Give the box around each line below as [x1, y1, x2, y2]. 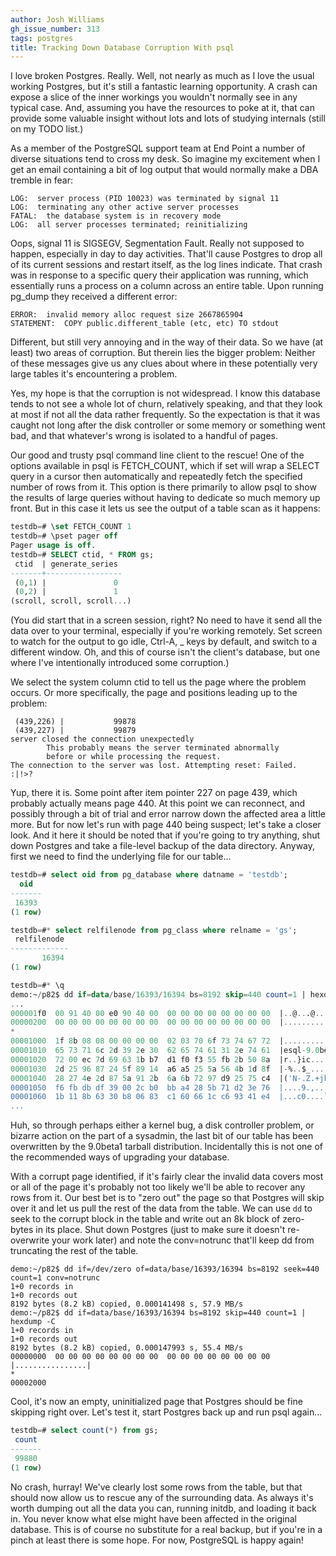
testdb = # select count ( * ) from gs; [10, 1426, 159, 1436]
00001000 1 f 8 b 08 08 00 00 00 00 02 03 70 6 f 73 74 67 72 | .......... [10, 1036, 329, 1046]
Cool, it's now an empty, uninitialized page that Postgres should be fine [10, 1396, 303, 1408]
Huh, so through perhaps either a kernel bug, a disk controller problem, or [10, 1119, 315, 1131]
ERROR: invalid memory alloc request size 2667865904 [10, 310, 244, 320]
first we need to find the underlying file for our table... [10, 851, 232, 863]
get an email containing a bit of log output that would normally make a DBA [10, 164, 319, 176]
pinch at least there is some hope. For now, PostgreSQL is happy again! [10, 1534, 304, 1546]
